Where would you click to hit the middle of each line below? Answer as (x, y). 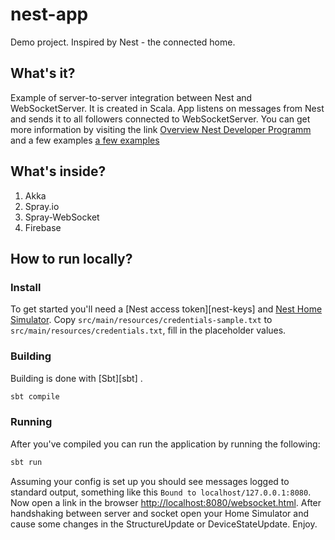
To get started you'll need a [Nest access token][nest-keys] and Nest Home (166, 309)
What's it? (43, 73)
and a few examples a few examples (85, 140)
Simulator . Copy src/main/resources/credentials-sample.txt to (141, 320)
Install (26, 287)
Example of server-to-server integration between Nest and (131, 97)
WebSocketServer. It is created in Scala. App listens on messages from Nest (167, 108)
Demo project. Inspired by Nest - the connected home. (123, 42)
